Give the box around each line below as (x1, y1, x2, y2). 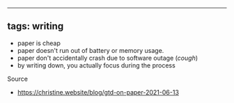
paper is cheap (17, 39, 61, 47)
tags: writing (7, 20, 64, 32)
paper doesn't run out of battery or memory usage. (17, 46, 164, 54)
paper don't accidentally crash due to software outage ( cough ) (17, 54, 198, 62)
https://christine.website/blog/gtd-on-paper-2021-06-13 (17, 88, 180, 96)
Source (7, 74, 28, 83)
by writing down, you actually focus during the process (17, 61, 175, 70)
